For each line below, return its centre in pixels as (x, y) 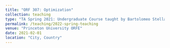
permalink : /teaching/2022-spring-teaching (52, 24)
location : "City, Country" (34, 38)
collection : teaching (28, 14)
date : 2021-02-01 (24, 33)
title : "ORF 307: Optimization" (39, 10)
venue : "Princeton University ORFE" (44, 28)
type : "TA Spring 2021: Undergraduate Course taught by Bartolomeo (78, 19)
